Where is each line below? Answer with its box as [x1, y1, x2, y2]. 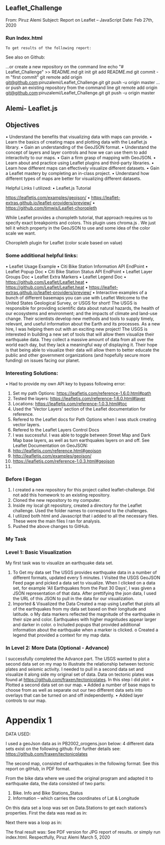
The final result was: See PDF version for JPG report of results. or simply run [5, 829, 161, 835]
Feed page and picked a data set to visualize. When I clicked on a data [12, 580, 156, 586]
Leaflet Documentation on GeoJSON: [12, 442, 88, 448]
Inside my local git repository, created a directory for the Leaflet [12, 502, 142, 508]
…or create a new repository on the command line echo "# [5, 64, 124, 70]
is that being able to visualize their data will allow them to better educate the [5, 347, 160, 353]
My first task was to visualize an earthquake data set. [5, 560, 113, 566]
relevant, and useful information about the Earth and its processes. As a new [5, 321, 161, 326]
